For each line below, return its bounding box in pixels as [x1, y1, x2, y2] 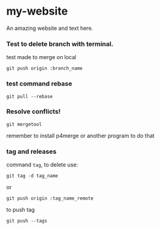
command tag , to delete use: [6, 161, 78, 168]
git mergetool [6, 121, 43, 128]
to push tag [6, 206, 35, 214]
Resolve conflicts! [6, 107, 61, 116]
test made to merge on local [6, 54, 77, 61]
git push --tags [6, 218, 47, 224]
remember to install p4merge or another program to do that [6, 132, 155, 139]
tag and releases [6, 147, 57, 156]
